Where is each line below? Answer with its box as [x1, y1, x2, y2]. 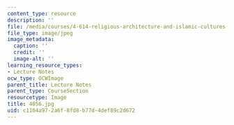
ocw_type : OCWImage [7, 74, 64, 82]
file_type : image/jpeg [7, 29, 73, 37]
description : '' [7, 17, 54, 24]
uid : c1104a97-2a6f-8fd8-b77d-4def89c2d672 [7, 107, 136, 114]
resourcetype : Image [7, 94, 68, 101]
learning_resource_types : [7, 62, 82, 69]
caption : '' [13, 42, 49, 49]
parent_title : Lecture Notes [7, 81, 92, 88]
